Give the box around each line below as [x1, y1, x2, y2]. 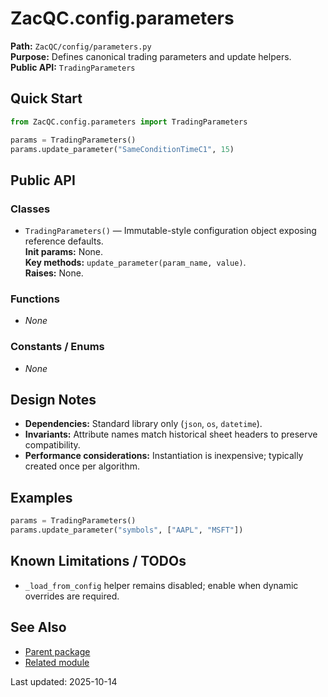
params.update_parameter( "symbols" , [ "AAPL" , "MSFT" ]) [10, 525, 244, 536]
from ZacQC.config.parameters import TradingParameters [10, 117, 248, 127]
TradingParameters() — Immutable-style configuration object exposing [24, 225, 317, 237]
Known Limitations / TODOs [10, 553, 187, 570]
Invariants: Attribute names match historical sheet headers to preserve [24, 428, 318, 441]
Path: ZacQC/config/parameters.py [10, 40, 152, 52]
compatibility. [24, 439, 81, 451]
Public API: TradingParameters [10, 61, 136, 73]
